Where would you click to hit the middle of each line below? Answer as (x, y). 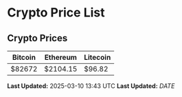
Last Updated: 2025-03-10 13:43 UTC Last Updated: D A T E (91, 86)
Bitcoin (24, 57)
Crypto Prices (37, 38)
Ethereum (61, 57)
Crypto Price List (56, 13)
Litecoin (97, 57)
